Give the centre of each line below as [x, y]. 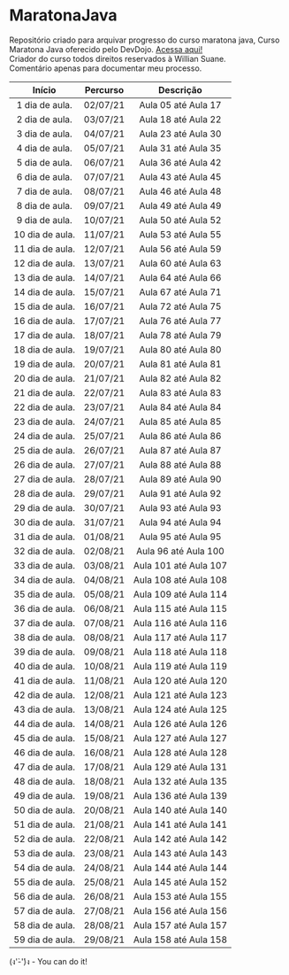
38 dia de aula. [45, 637]
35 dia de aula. [45, 594]
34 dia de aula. [45, 579]
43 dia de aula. [45, 709]
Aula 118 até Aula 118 [180, 652]
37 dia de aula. [45, 623]
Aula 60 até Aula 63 [180, 263]
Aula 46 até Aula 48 [180, 191]
